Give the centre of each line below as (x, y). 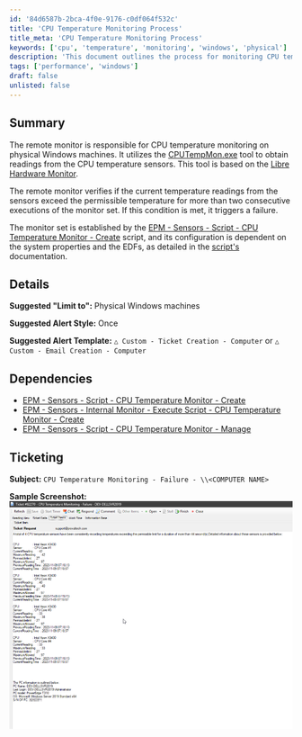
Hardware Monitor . (44, 173)
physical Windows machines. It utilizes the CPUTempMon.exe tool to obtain (149, 154)
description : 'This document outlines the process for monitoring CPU (144, 57)
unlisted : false (40, 85)
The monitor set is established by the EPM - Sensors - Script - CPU (134, 227)
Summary (37, 123)
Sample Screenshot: (48, 496)
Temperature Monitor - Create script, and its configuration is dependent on (148, 237)
